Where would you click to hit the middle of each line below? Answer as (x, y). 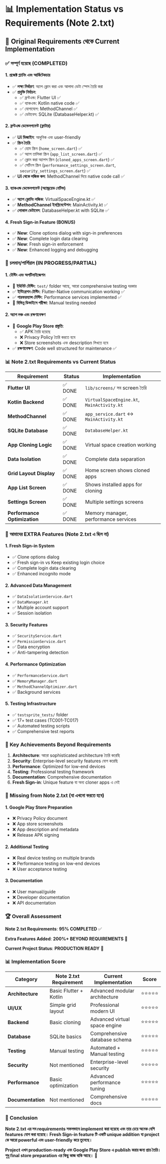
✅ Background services (36, 692)
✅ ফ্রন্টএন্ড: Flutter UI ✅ (40, 97)
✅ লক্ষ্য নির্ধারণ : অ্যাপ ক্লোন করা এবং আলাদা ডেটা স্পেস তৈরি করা (57, 86)
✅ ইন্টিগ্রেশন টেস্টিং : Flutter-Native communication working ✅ (68, 292)
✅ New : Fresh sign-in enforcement (48, 244)
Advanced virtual (110, 1019)
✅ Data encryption (31, 647)
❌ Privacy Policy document (40, 818)
